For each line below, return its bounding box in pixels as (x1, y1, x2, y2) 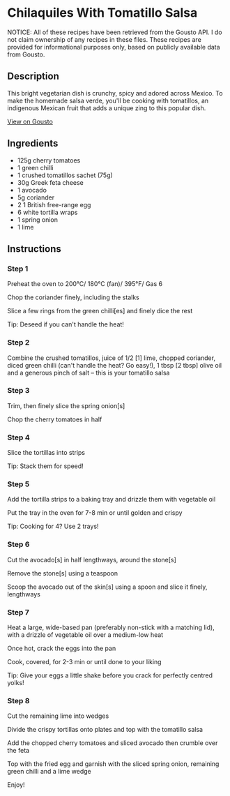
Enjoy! (7, 781, 26, 789)
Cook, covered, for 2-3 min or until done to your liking (7, 658, 162, 666)
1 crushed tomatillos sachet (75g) (17, 171, 113, 179)
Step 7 (7, 607, 29, 617)
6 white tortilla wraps (17, 208, 78, 216)
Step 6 (7, 539, 30, 549)
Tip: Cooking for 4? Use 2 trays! (7, 522, 99, 531)
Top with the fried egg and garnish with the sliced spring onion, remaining (7, 760, 220, 768)
